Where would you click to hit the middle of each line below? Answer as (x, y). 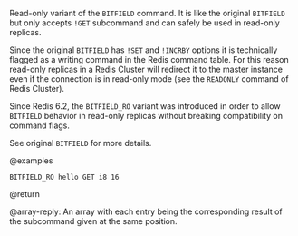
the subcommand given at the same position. (94, 221)
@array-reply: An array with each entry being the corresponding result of (146, 211)
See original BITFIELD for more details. (81, 143)
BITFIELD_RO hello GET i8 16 (64, 177)
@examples (31, 161)
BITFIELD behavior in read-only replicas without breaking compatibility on (146, 116)
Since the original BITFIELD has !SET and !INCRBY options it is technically (144, 50)
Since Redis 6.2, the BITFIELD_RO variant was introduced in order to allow (145, 106)
